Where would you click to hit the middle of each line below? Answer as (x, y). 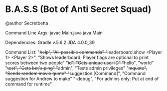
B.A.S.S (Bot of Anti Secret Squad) (78, 9)
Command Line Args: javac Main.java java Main (54, 32)
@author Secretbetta (27, 23)
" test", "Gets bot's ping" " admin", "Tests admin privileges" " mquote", (76, 68)
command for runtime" (29, 84)
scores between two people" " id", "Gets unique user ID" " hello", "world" (79, 62)
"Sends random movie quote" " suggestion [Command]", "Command (75, 73)
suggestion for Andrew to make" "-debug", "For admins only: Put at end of (82, 78)
